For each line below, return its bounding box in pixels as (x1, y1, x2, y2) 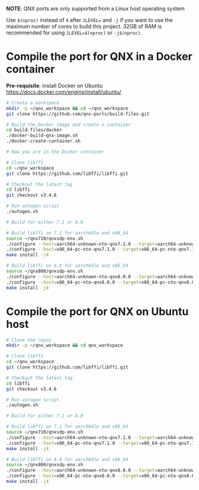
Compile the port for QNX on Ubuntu (6, 305, 189, 318)
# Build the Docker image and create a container (6, 122, 131, 128)
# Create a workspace (6, 100, 60, 106)
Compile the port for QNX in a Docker (6, 50, 192, 63)
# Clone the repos (6, 337, 52, 343)
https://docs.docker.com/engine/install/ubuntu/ (6, 88, 121, 96)
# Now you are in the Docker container (6, 149, 105, 155)
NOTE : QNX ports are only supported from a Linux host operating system (6, 5, 185, 12)
